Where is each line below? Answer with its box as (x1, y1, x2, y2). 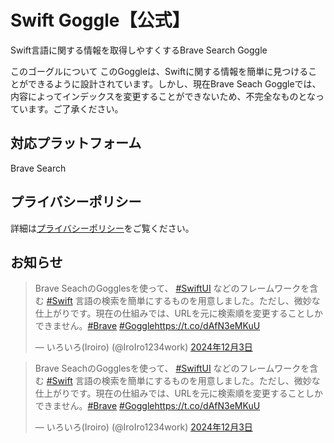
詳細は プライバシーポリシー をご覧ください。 (10, 222, 195, 234)
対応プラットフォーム (10, 135, 142, 152)
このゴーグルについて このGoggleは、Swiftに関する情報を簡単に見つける (10, 65, 309, 77)
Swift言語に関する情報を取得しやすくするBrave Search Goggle (10, 44, 268, 56)
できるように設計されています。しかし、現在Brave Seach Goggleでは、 (27, 77, 322, 90)
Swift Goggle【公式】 (10, 9, 190, 32)
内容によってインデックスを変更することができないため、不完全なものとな (10, 90, 317, 102)
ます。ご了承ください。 (27, 102, 124, 115)
